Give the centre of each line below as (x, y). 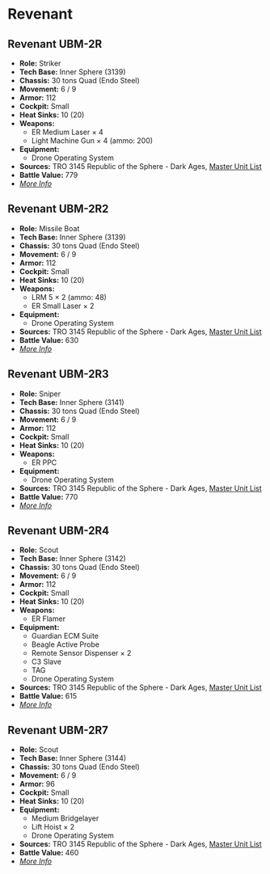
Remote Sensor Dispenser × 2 (81, 653)
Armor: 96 (37, 784)
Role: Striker (40, 63)
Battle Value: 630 (49, 340)
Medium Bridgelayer (65, 818)
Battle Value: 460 (49, 853)
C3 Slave (46, 662)
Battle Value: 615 (48, 696)
